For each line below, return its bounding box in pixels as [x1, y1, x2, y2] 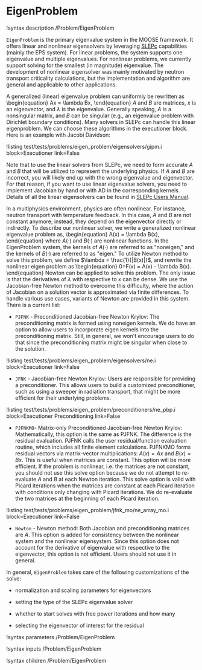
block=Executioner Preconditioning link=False [6, 412, 121, 420]
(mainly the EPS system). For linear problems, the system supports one [6, 48, 183, 56]
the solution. [14, 345, 46, 352]
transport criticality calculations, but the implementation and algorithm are [6, 74, 191, 82]
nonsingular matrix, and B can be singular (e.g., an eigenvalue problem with [6, 112, 194, 119]
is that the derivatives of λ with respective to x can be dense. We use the [6, 275, 188, 282]
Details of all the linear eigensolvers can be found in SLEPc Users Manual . [6, 193, 190, 200]
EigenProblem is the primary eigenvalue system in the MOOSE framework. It [6, 36, 194, 43]
